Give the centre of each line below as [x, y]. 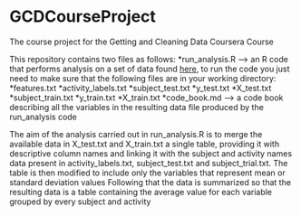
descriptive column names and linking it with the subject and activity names [151, 153]
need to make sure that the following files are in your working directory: [143, 78]
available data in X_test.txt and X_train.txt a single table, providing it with [144, 144]
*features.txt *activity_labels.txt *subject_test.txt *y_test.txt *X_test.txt [141, 88]
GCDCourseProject [83, 17]
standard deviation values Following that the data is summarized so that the [150, 182]
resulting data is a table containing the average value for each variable [141, 192]
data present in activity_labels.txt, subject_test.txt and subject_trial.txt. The [149, 163]
